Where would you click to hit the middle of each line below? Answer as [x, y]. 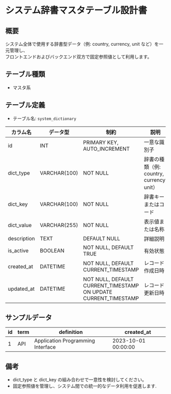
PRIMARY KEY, [101, 142]
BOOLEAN [52, 250]
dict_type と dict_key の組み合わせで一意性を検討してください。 [79, 380]
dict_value [20, 225]
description [21, 238]
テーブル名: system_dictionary [44, 118]
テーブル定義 [25, 105]
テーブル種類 [25, 74]
